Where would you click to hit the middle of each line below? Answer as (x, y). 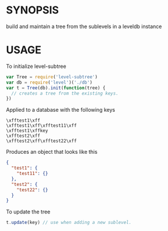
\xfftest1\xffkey (27, 131)
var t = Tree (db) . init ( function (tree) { (56, 88)
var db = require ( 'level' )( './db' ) (49, 82)
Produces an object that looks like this (52, 152)
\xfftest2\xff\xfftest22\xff (41, 141)
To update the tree (28, 212)
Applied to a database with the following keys (61, 110)
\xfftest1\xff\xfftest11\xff (41, 126)
